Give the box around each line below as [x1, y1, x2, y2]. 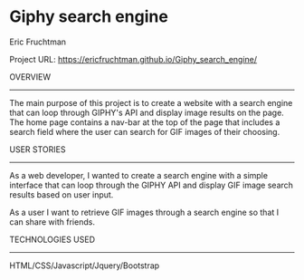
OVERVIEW [9, 71, 52, 82]
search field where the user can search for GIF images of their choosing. [9, 126, 280, 137]
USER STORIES [9, 143, 66, 155]
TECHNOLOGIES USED [9, 234, 96, 245]
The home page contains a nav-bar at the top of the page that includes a [9, 116, 280, 128]
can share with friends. [9, 216, 95, 227]
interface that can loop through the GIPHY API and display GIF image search [9, 179, 294, 190]
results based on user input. [9, 188, 114, 200]
